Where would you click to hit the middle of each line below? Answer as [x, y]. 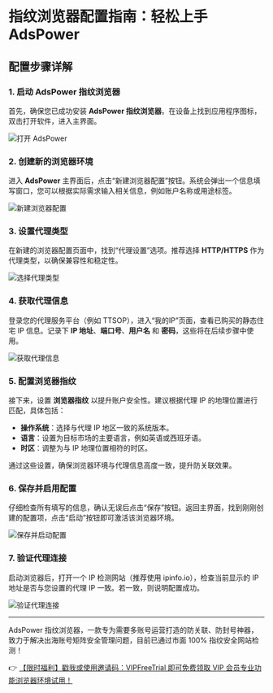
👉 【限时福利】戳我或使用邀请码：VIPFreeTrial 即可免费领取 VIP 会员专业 [131, 667]
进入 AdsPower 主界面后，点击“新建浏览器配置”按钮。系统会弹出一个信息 [131, 181]
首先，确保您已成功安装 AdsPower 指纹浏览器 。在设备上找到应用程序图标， [135, 111]
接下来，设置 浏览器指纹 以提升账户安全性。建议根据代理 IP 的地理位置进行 [133, 400]
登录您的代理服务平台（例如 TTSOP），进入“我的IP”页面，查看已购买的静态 [133, 320]
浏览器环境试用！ [44, 680]
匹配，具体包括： [37, 411]
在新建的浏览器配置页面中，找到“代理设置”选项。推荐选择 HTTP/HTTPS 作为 [136, 251]
